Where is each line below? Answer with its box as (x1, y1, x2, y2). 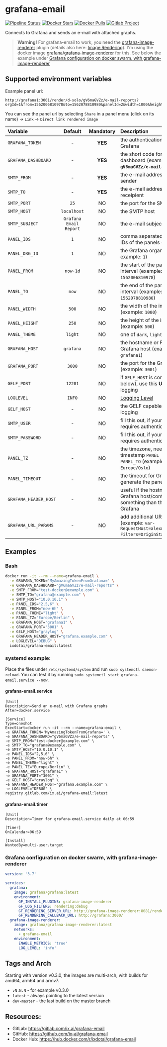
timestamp (120, 451, 145, 458)
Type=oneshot (5, 721, 32, 726)
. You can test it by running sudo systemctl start (18, 671, 119, 677)
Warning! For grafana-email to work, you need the (17, 39, 121, 45)
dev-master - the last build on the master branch (12, 998, 111, 1004)
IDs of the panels (120, 239, 160, 246)
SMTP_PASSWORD (7, 434, 41, 440)
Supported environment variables (5, 75, 112, 83)
